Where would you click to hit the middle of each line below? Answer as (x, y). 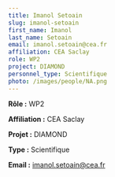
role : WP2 (24, 60)
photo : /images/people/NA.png (58, 81)
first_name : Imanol (40, 30)
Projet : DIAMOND (38, 134)
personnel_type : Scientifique (58, 74)
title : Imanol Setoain (45, 15)
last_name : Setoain (40, 37)
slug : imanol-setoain (44, 23)
